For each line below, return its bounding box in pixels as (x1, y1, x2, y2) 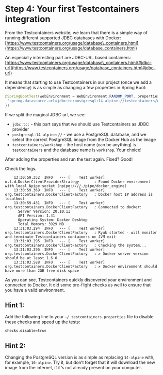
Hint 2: (5, 342, 26, 350)
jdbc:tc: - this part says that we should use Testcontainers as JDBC (12, 121, 149, 127)
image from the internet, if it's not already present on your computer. (5, 365, 142, 371)
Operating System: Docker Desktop (17, 217, 88, 222)
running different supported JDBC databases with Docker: (5, 35, 121, 41)
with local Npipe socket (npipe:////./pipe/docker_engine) (5, 183, 127, 188)
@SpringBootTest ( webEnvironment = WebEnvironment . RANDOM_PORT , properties (5, 94, 160, 99)
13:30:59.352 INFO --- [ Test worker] (14, 175, 105, 180)
